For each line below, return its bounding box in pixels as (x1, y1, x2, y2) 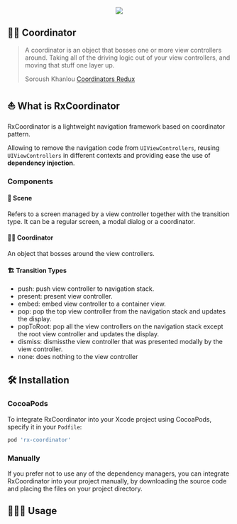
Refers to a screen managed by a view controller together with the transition (7, 210, 230, 218)
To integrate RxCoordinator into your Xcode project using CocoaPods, (7, 415, 211, 423)
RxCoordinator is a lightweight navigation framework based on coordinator (7, 122, 226, 131)
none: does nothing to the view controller (17, 353, 138, 361)
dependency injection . (7, 159, 75, 167)
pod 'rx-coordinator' (7, 436, 72, 444)
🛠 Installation (7, 374, 70, 386)
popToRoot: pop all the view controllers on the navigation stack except (17, 322, 224, 331)
